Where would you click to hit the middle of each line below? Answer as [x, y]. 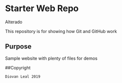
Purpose [18, 47]
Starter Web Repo [42, 8]
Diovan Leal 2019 [23, 76]
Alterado [14, 22]
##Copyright [18, 67]
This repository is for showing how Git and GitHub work [61, 31]
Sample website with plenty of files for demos [51, 58]
